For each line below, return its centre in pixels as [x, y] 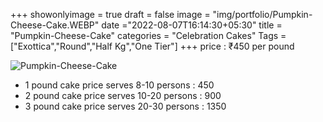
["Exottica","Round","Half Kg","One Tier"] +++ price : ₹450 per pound [152, 46]
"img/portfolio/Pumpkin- [262, 14]
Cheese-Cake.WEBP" [55, 25]
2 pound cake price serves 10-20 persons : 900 [123, 95]
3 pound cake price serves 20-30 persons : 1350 [125, 106]
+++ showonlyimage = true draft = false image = [110, 14]
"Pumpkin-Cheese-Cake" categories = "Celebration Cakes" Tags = [148, 35]
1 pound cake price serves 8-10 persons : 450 [119, 85]
